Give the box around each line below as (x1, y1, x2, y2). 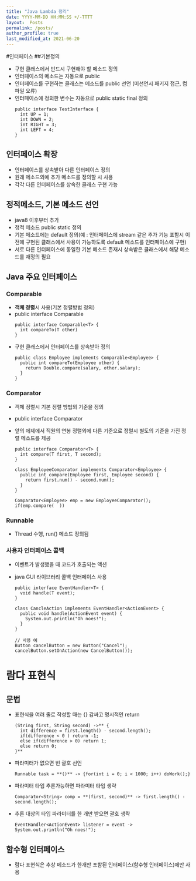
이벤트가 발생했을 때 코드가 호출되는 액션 (14, 561, 107, 568)
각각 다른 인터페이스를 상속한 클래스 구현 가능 (14, 180, 118, 188)
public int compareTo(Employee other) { (20, 360, 120, 366)
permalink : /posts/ (6, 25, 54, 31)
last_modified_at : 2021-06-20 (6, 36, 80, 42)
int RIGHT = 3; (20, 122, 57, 127)
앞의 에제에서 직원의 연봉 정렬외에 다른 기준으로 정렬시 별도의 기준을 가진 (14, 427, 180, 434)
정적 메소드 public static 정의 (14, 224, 82, 231)
